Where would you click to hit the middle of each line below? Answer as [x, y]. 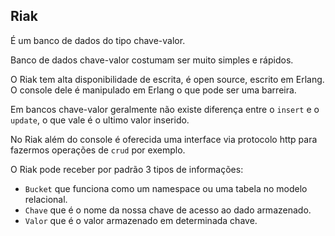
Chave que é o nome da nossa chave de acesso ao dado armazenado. [168, 210]
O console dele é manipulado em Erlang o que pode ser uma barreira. [153, 90]
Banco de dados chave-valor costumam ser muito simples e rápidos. [152, 60]
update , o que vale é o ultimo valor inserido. [100, 120]
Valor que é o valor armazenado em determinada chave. [141, 220]
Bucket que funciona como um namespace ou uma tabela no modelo [166, 188]
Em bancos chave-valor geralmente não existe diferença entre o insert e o [165, 109]
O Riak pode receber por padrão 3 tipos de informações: [127, 169]
